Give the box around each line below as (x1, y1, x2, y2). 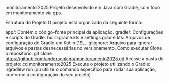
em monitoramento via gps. (5, 10, 62, 16)
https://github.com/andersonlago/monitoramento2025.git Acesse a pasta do (5, 56, 164, 62)
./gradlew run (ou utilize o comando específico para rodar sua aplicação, (5, 66, 156, 72)
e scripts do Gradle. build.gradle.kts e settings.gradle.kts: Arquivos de (5, 35, 150, 40)
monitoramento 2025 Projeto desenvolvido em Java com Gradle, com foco (5, 5, 160, 10)
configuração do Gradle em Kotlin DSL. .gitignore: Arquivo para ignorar (5, 40, 153, 46)
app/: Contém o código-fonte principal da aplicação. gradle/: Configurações (5, 29, 163, 35)
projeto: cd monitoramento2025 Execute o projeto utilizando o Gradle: (5, 61, 151, 67)
